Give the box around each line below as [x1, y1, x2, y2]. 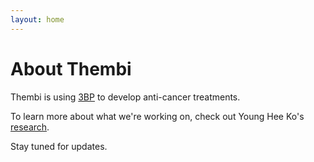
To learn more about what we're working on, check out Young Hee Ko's [10, 110, 305, 122]
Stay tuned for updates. [10, 140, 108, 152]
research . [10, 121, 50, 133]
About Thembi [10, 57, 132, 80]
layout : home [10, 14, 65, 25]
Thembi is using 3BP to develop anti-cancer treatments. [10, 91, 241, 103]
